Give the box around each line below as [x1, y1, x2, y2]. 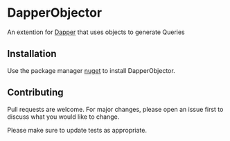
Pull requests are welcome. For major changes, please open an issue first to [7, 105, 224, 113]
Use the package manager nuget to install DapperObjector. [7, 66, 175, 74]
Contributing [7, 87, 64, 99]
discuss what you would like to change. [7, 113, 120, 121]
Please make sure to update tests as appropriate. [7, 126, 148, 134]
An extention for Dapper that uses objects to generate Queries [7, 28, 185, 36]
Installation [7, 48, 57, 60]
